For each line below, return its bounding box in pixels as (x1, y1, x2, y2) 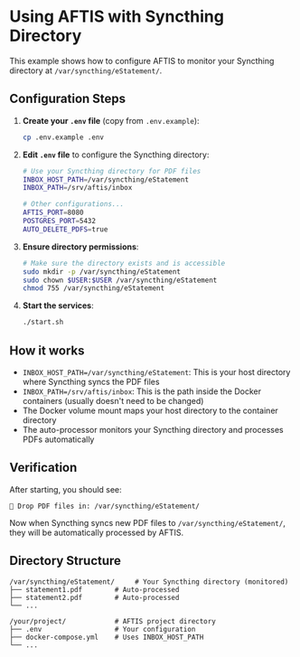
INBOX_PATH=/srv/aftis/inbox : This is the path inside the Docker (22, 386, 262, 397)
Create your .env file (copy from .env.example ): (22, 115, 201, 126)
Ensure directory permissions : (22, 241, 139, 252)
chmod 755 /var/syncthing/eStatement (22, 284, 165, 293)
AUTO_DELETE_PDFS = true (22, 224, 108, 234)
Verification (9, 460, 78, 475)
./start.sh (22, 318, 64, 327)
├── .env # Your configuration (9, 624, 196, 634)
